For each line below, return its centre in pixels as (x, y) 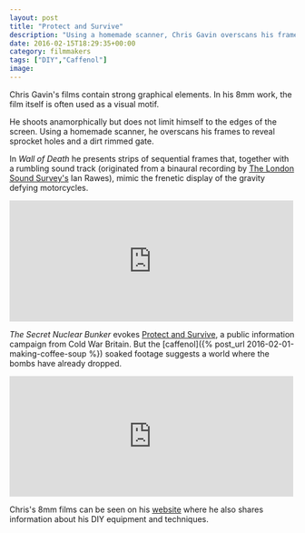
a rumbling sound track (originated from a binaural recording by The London (152, 168)
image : (22, 69)
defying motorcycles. (49, 187)
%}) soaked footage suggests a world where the (179, 353)
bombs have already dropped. (66, 363)
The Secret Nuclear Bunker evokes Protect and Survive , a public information (152, 334)
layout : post (34, 18)
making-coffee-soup (48, 353)
